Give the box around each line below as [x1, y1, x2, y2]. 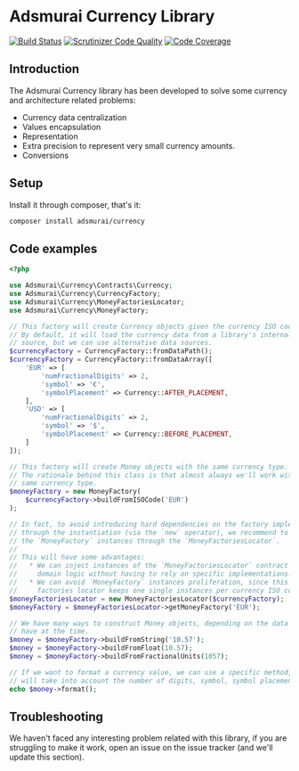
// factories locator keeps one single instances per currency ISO [9, 586, 280, 595]
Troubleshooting [9, 709, 104, 724]
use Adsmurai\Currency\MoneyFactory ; [9, 306, 149, 315]
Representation [21, 131, 78, 142]
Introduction [9, 62, 80, 77]
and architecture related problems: [9, 94, 136, 105]
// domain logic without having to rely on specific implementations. [9, 570, 293, 578]
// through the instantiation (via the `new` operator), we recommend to [9, 528, 289, 537]
